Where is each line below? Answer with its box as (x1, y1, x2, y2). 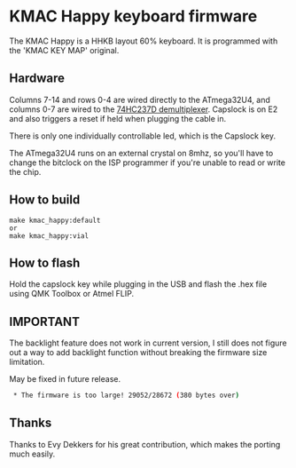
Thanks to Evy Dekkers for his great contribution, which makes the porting (9, 439, 281, 449)
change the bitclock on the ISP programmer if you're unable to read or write (9, 157, 286, 168)
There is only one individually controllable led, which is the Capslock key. (9, 131, 277, 141)
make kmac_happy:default (9, 216, 101, 225)
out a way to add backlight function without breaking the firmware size (9, 347, 268, 358)
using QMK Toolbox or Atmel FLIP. (9, 289, 135, 299)
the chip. (9, 166, 42, 177)
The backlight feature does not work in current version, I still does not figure (9, 337, 287, 348)
